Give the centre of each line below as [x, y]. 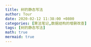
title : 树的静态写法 [24, 10]
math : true [16, 32]
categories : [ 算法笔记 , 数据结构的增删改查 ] [46, 23]
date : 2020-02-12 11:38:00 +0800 [40, 19]
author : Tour [19, 14]
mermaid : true [20, 37]
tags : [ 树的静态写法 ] [25, 28]
